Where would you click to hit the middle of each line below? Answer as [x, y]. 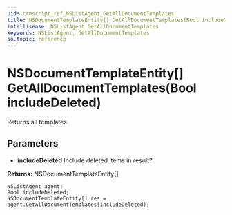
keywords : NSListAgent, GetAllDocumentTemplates [78, 33]
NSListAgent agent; [35, 186]
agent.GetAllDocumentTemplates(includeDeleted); [78, 205]
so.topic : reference [37, 39]
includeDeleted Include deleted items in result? [85, 160]
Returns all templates [37, 122]
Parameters [33, 143]
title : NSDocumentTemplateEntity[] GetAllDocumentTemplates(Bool [103, 20]
